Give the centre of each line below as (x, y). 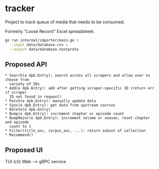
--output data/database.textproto (44, 49)
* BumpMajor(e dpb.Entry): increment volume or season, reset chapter (78, 118)
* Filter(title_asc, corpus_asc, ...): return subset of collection (75, 131)
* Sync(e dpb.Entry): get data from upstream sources (60, 105)
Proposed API (26, 64)
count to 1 (20, 127)
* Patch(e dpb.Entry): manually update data (51, 101)
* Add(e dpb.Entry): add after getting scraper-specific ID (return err (80, 88)
